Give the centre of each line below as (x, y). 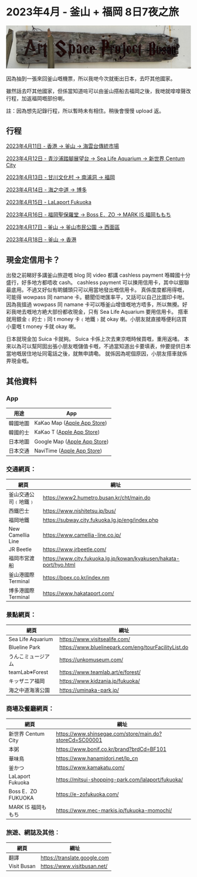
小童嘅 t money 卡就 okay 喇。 (43, 327)
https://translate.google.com (75, 858)
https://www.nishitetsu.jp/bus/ (79, 510)
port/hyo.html (59, 565)
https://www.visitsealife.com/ (95, 639)
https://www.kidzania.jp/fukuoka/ (100, 680)
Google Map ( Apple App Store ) (72, 441)
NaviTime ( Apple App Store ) (68, 451)
